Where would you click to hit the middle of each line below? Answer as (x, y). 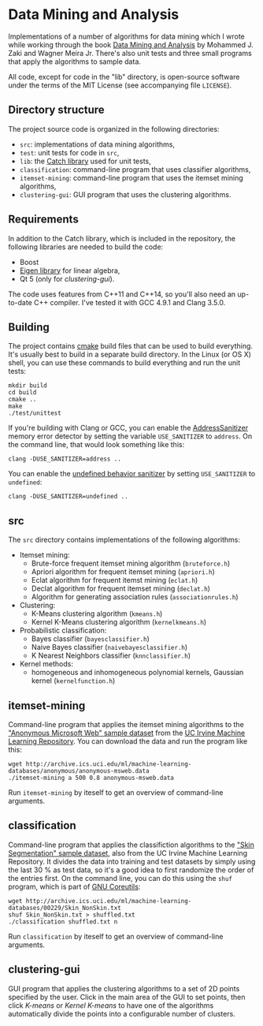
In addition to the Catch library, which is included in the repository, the (122, 238)
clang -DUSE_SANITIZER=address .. (65, 459)
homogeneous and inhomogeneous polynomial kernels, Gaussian (137, 673)
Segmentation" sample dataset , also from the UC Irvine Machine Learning (128, 853)
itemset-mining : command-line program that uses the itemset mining (131, 177)
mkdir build (28, 386)
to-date (20, 302)
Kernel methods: (46, 664)
